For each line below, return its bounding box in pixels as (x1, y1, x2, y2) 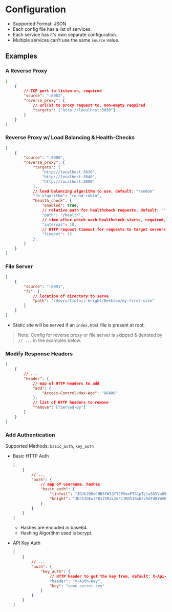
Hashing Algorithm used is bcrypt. (20, 530, 93, 536)
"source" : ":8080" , (24, 155, 66, 160)
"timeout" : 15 (41, 232, 72, 237)
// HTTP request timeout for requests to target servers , (41, 227, 168, 232)
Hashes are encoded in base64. (20, 525, 88, 531)
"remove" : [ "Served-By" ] (32, 405, 86, 410)
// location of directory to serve (32, 294, 109, 299)
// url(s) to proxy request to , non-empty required (32, 103, 145, 108)
